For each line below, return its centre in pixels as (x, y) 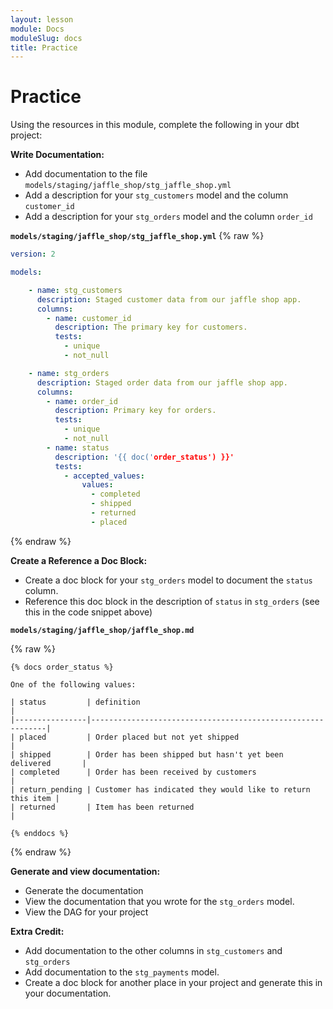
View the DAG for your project (86, 912)
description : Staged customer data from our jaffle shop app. (169, 299)
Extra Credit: (37, 931)
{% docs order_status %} (62, 667)
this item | (35, 798)
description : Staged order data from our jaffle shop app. (162, 382)
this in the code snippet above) (88, 612)
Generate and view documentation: (85, 871)
